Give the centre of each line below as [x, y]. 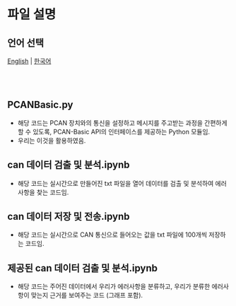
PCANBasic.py [40, 105]
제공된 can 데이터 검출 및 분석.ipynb [82, 268]
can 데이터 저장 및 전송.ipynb [69, 217]
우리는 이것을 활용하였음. [52, 140]
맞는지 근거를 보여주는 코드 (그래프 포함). [87, 295]
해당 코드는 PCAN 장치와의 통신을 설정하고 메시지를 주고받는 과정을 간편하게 [122, 123]
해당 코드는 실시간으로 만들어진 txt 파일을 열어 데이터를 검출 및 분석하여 [116, 183]
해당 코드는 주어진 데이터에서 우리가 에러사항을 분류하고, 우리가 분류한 [114, 286]
